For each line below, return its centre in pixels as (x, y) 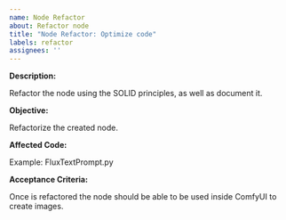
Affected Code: (38, 145)
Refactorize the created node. (64, 128)
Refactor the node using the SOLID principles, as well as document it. (136, 94)
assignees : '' (36, 51)
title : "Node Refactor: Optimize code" (83, 34)
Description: (32, 76)
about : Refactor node (49, 26)
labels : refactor (41, 42)
